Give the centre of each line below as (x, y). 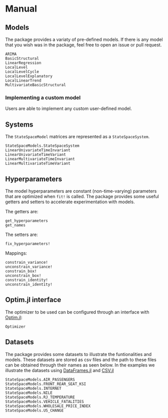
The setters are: (22, 234)
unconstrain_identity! (29, 284)
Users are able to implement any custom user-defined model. (68, 108)
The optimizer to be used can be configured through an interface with (77, 312)
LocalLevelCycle (22, 72)
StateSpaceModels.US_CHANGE (35, 410)
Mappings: (16, 253)
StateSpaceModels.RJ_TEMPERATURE (40, 397)
